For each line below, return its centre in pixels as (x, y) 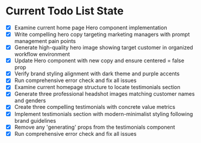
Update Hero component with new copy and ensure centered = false (99, 60)
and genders (30, 101)
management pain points (45, 41)
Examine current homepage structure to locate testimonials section (97, 87)
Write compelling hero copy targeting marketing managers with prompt (102, 34)
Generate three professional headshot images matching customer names (104, 94)
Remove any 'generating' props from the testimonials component (94, 127)
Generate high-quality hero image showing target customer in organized (103, 48)
